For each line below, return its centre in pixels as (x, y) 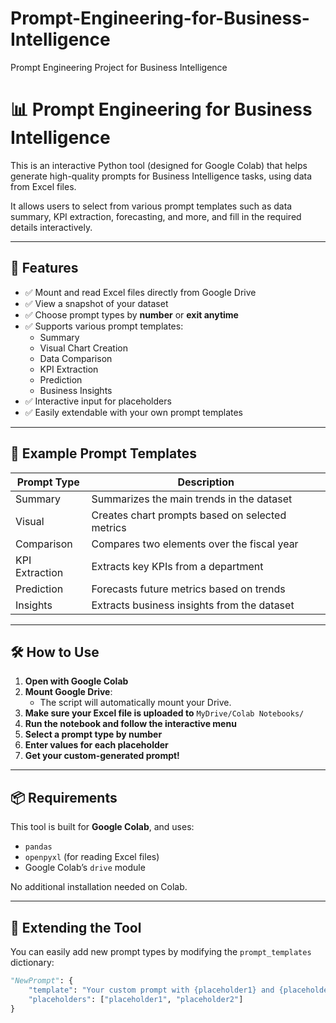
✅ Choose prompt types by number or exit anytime (131, 314)
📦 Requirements (64, 797)
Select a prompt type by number (93, 734)
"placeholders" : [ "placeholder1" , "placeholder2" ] (136, 999)
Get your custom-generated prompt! (102, 756)
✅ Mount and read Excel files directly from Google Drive (140, 292)
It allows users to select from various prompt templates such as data (151, 206)
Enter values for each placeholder (96, 745)
